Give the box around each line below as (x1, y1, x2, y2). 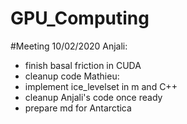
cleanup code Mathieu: (24, 70, 120, 82)
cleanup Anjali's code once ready (24, 91, 163, 103)
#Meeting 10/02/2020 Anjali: (10, 40, 128, 52)
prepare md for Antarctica (24, 102, 132, 114)
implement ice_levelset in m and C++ (24, 80, 178, 92)
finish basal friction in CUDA (24, 59, 142, 71)
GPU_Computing (10, 7, 150, 30)
